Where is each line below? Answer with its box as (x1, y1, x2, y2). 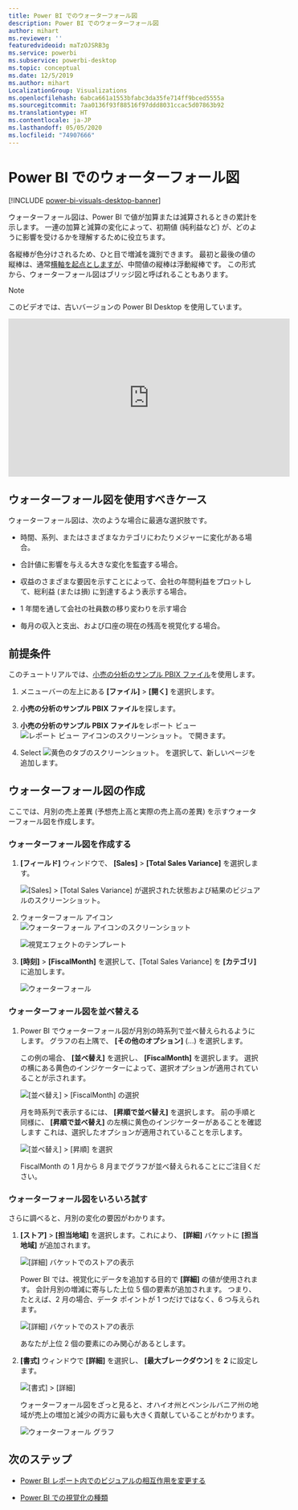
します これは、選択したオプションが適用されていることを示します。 (19, 1127, 247, 1137)
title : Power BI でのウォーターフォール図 (8, 11, 138, 20)
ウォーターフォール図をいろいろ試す (8, 1194, 149, 1205)
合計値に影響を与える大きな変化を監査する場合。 (19, 560, 182, 569)
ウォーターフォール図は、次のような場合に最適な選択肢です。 (8, 516, 211, 525)
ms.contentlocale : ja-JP (8, 116, 92, 124)
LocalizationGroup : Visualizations (8, 86, 128, 95)
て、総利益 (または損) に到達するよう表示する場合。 (19, 587, 191, 597)
